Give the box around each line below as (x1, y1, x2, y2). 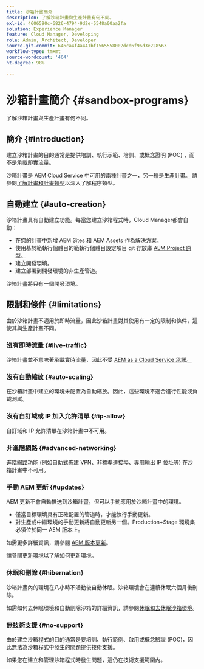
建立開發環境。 (15, 260, 53, 267)
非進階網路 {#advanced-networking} (6, 443, 117, 452)
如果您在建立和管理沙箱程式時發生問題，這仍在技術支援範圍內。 (6, 656, 166, 664)
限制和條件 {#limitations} (6, 299, 102, 310)
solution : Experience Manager (6, 26, 83, 32)
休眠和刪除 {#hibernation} (6, 569, 84, 577)
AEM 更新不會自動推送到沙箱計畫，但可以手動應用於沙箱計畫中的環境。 (6, 498, 185, 505)
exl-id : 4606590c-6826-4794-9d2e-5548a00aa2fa (6, 20, 126, 26)
